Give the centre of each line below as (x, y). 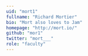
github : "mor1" (25, 33)
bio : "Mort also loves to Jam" (44, 22)
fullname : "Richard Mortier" (42, 17)
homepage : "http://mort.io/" (42, 28)
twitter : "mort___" (30, 38)
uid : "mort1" (22, 11)
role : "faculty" (26, 44)
